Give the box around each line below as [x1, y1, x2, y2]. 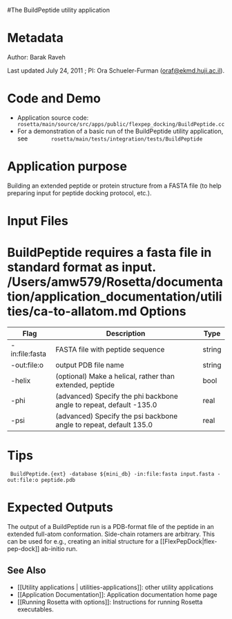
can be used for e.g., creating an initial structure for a [7, 537, 159, 546]
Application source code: [17, 114, 89, 122]
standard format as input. [7, 260, 157, 276]
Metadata [7, 30, 64, 46]
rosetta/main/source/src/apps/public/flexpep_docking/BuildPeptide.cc [17, 120, 225, 127]
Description [106, 328, 146, 338]
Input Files [7, 213, 69, 228]
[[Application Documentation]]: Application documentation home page [17, 590, 217, 598]
